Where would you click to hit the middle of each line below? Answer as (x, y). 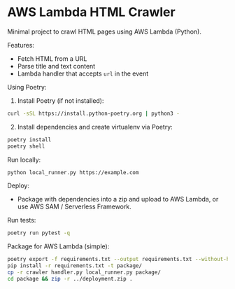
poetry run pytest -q (39, 233)
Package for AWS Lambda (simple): (58, 246)
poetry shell (26, 146)
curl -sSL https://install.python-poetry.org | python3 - (93, 113)
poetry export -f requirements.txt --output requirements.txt (100, 260)
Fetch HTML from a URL (52, 58)
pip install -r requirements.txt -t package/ (74, 266)
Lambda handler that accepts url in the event (83, 73)
